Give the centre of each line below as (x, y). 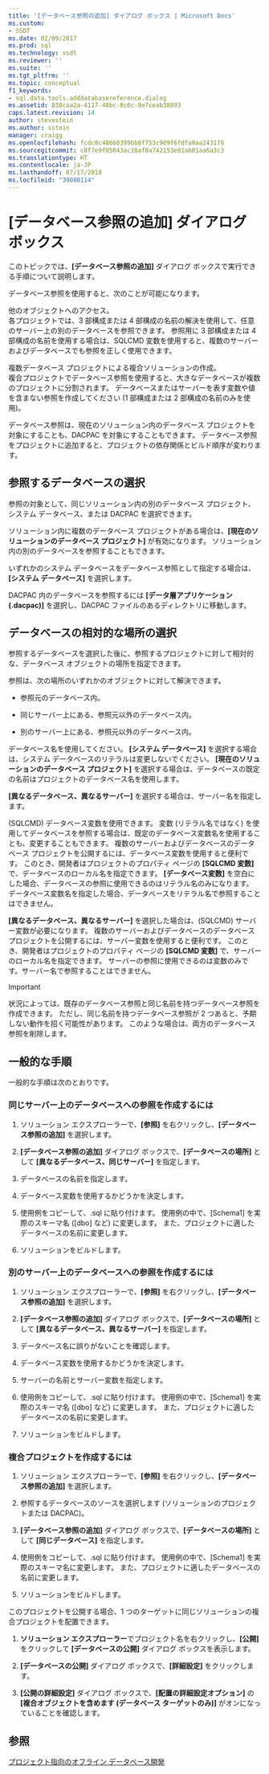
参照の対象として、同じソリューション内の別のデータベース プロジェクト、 (132, 504)
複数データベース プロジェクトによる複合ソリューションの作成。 (114, 367)
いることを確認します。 (65, 1713)
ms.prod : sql (30, 46)
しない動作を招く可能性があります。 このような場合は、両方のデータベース (132, 1024)
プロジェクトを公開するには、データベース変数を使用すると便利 (137, 853)
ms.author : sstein (39, 128)
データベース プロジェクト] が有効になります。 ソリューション (159, 541)
